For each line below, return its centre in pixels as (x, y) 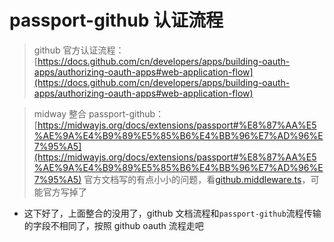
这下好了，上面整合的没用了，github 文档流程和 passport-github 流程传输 (172, 213)
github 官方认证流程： (79, 50)
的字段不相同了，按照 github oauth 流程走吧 (113, 225)
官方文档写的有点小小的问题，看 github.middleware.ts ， (197, 179)
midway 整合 (60, 113)
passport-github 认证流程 (116, 20)
